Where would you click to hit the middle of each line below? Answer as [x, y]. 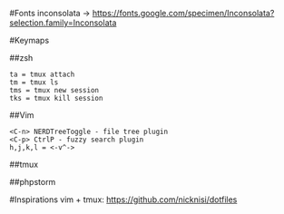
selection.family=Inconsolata [63, 23]
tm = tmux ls [34, 83]
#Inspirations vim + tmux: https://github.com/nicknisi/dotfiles [123, 199]
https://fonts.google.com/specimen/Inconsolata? [183, 13]
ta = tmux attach [42, 74]
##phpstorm [33, 182]
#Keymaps [29, 40]
